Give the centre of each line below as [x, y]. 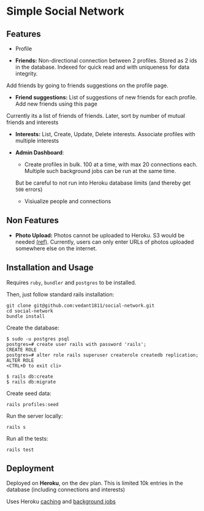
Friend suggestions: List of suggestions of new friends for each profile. [106, 97]
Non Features [33, 221]
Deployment [30, 468]
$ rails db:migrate [31, 382]
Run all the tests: [27, 438]
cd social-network [30, 311]
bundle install [26, 316]
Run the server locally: [35, 416]
